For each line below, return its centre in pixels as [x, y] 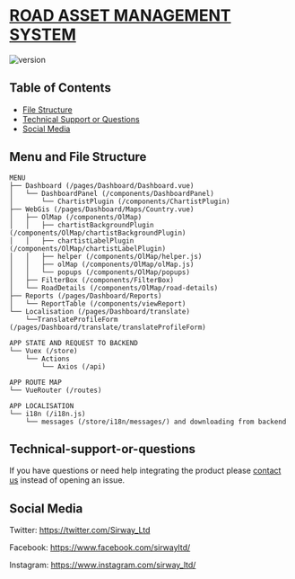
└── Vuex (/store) [43, 351]
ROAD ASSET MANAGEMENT [120, 16]
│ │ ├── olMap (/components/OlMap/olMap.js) [102, 264]
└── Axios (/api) [74, 366]
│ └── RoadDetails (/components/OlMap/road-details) [114, 288]
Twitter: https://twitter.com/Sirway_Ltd [80, 530]
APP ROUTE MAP [36, 382]
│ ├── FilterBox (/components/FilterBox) [92, 280]
